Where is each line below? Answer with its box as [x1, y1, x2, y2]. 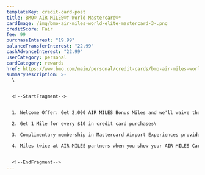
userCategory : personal [6, 54, 67, 60]
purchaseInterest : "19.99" [6, 37, 75, 43]
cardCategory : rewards [6, 60, 64, 66]
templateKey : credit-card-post [6, 9, 86, 15]
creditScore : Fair [6, 26, 53, 32]
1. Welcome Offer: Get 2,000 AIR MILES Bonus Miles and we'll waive [12, 110, 190, 116]
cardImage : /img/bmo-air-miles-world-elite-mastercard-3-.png [6, 20, 168, 26]
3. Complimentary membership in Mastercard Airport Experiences [12, 132, 179, 138]
